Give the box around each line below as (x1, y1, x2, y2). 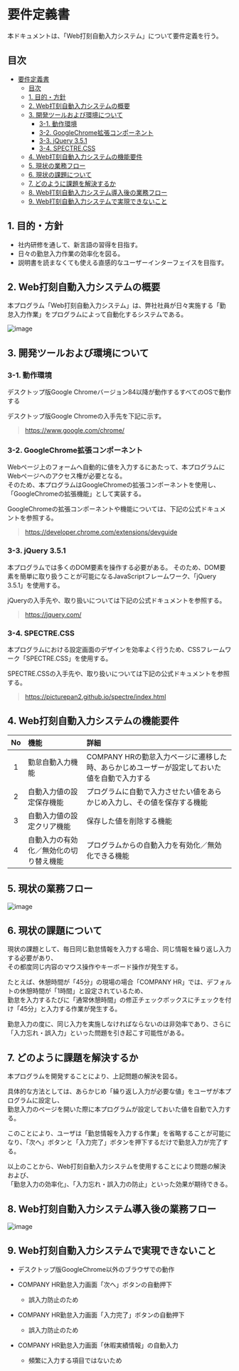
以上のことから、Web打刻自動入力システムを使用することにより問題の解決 (7, 1162, 226, 1171)
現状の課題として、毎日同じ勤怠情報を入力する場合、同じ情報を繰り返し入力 (7, 945, 231, 953)
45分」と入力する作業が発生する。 (19, 1005, 122, 1013)
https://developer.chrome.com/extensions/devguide (24, 528, 178, 536)
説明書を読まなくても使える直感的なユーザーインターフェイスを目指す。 (17, 258, 228, 266)
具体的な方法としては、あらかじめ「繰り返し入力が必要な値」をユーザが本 (7, 1087, 225, 1096)
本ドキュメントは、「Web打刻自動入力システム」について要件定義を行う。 (7, 31, 223, 40)
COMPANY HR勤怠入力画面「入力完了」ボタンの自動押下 (17, 1310, 185, 1319)
